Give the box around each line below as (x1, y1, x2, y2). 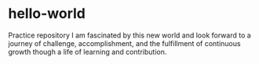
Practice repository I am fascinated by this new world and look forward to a (8, 30, 251, 40)
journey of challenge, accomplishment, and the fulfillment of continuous (8, 38, 241, 48)
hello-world (8, 5, 86, 23)
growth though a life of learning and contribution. (8, 47, 167, 56)
